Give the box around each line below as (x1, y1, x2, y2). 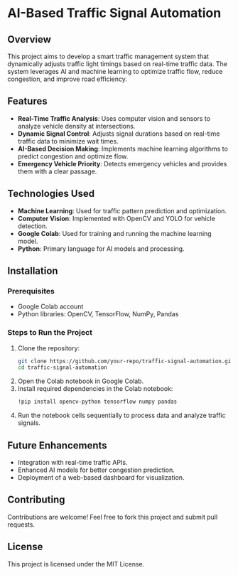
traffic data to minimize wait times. (17, 136, 119, 145)
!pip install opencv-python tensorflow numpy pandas (17, 398, 178, 406)
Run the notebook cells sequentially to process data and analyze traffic (17, 411, 226, 420)
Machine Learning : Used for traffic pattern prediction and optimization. (17, 206, 227, 215)
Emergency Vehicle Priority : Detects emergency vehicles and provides (17, 159, 227, 168)
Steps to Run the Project (7, 328, 92, 338)
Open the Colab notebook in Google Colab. (17, 377, 144, 385)
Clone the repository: (17, 343, 80, 353)
